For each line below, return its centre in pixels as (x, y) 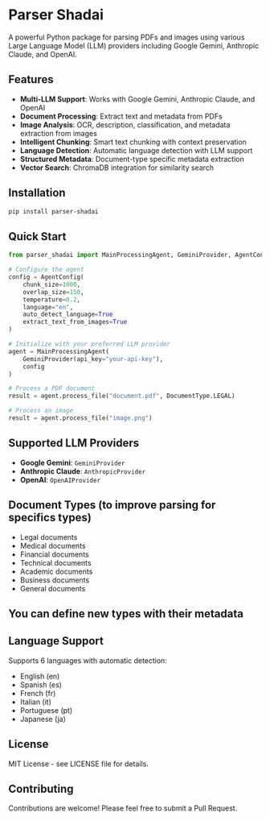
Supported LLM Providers (74, 444)
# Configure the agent (46, 270)
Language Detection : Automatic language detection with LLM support (136, 150)
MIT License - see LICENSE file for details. (78, 764)
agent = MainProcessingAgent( (59, 351)
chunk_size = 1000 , (52, 284)
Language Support (56, 641)
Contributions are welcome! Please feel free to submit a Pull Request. (123, 808)
